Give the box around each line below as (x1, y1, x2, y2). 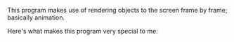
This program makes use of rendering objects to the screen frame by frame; (7, 6, 228, 14)
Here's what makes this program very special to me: (7, 27, 158, 35)
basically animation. (7, 13, 65, 22)
